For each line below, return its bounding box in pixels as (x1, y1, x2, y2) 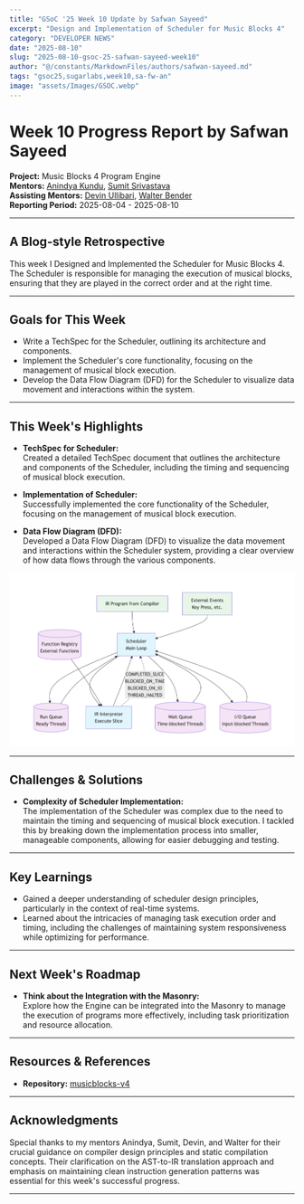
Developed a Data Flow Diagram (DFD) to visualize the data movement (22, 536, 286, 546)
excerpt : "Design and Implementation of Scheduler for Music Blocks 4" (9, 24, 285, 33)
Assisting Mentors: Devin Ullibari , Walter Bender (9, 190, 193, 201)
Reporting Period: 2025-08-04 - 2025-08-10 (9, 199, 179, 210)
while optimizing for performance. (22, 932, 149, 943)
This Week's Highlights (9, 419, 143, 434)
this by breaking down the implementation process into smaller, (22, 825, 260, 836)
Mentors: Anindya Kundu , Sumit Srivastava (9, 180, 171, 191)
